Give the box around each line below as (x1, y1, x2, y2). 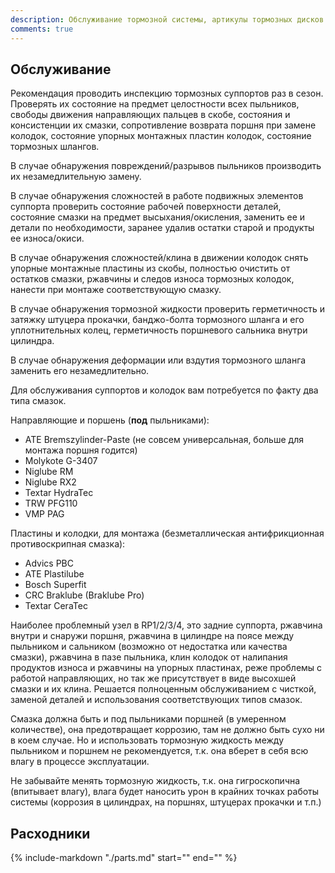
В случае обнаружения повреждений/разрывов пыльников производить (10, 160, 322, 172)
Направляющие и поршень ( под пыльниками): (10, 414, 210, 426)
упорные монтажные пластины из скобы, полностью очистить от (10, 262, 291, 275)
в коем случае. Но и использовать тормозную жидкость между (10, 734, 285, 746)
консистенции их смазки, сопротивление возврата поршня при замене (10, 119, 317, 131)
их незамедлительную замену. (10, 171, 142, 183)
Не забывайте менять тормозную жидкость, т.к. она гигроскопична (10, 775, 301, 787)
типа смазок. (10, 395, 67, 407)
